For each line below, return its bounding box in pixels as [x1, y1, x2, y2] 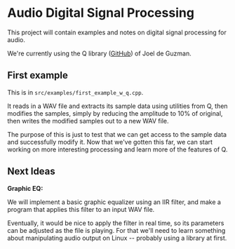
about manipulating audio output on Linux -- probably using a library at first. [7, 234, 227, 242]
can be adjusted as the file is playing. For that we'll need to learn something [7, 226, 226, 234]
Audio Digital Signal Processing [7, 5, 195, 21]
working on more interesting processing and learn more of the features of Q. [7, 145, 228, 154]
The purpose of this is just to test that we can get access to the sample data [7, 130, 227, 138]
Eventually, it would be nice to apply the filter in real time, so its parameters [7, 219, 224, 227]
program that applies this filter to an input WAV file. [7, 205, 155, 213]
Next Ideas [7, 166, 56, 177]
